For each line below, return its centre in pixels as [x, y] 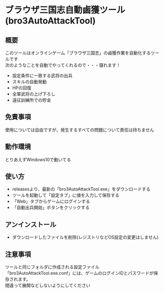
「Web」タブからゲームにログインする [51, 201]
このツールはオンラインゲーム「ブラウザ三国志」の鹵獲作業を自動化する [78, 53]
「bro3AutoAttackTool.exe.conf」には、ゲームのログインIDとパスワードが [80, 273]
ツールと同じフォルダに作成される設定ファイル [52, 267]
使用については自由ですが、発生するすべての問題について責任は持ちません [80, 130]
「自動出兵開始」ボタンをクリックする [51, 208]
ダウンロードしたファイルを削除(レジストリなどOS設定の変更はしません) [85, 237]
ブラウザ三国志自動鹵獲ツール [65, 10]
